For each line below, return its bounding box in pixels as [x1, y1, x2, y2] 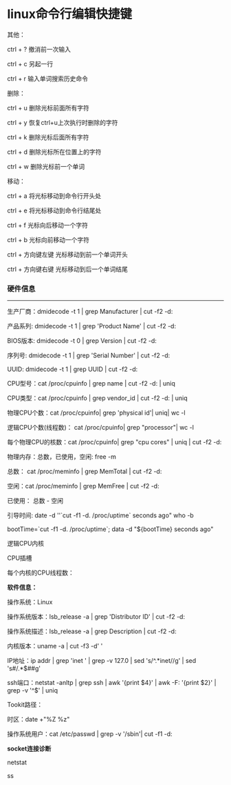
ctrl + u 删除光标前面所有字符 [7, 103, 89, 112]
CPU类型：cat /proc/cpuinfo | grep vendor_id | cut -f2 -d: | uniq [7, 394, 188, 402]
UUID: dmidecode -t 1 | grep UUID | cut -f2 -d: [7, 365, 138, 373]
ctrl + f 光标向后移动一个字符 [7, 221, 88, 229]
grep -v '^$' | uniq [7, 686, 58, 695]
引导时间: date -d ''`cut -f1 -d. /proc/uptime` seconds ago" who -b [7, 511, 194, 519]
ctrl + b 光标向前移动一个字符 [7, 235, 90, 244]
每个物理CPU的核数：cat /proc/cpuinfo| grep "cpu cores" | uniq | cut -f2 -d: [7, 438, 222, 446]
